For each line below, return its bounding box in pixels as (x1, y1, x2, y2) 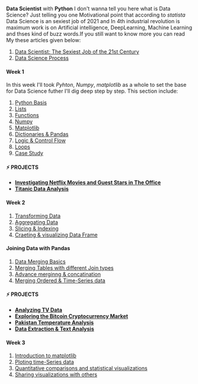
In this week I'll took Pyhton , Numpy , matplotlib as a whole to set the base (6, 81, 187, 89)
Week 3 (6, 339, 25, 346)
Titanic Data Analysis (14, 185, 69, 193)
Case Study (14, 150, 43, 157)
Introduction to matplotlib (14, 352, 77, 359)
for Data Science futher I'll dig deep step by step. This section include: (6, 87, 178, 95)
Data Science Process (14, 55, 69, 61)
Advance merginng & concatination (14, 270, 101, 278)
